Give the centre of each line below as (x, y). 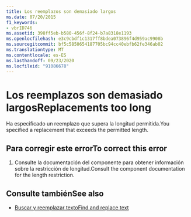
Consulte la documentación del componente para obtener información (99, 162)
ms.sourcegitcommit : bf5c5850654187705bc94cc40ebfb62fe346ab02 (85, 45)
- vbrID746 (19, 28)
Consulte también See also (55, 193)
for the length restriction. (44, 175)
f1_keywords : (22, 22)
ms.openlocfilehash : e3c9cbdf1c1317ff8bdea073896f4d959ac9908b (85, 39)
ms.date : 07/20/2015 (31, 17)
